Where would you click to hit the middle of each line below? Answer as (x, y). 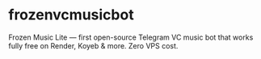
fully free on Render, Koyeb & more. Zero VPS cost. (93, 45)
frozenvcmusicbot (72, 15)
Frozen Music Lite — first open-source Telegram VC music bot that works (131, 37)
